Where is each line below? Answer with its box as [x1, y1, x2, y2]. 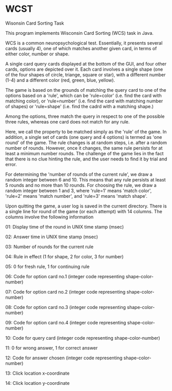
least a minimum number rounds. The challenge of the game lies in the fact [5, 150, 164, 156]
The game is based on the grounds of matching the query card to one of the [5, 87, 167, 93]
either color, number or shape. [5, 51, 69, 57]
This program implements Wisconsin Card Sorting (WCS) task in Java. [5, 30, 154, 36]
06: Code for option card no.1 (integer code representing [5, 273, 125, 279]
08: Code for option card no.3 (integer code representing [5, 304, 126, 310]
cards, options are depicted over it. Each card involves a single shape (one [5, 66, 163, 72]
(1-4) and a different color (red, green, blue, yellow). [5, 77, 116, 83]
